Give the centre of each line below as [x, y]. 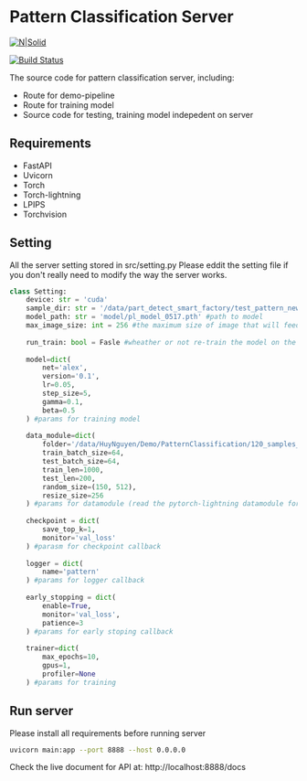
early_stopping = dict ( [71, 598]
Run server [42, 711]
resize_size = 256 [73, 496]
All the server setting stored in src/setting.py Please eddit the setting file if [149, 265]
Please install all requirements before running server [108, 733]
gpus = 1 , [57, 666]
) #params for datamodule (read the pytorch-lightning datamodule [155, 504]
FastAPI [37, 166]
